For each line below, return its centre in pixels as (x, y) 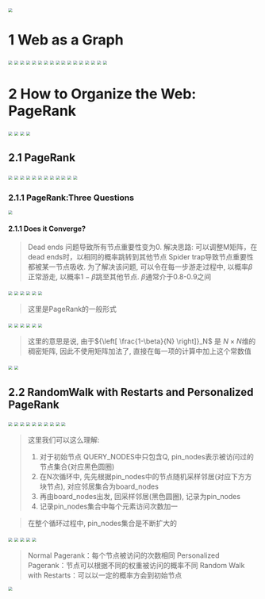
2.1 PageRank (42, 158)
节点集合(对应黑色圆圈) (77, 467)
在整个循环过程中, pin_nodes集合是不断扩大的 (102, 523)
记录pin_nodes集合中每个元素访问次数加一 (109, 506)
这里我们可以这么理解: (63, 440)
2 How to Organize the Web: (102, 94)
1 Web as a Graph (66, 40)
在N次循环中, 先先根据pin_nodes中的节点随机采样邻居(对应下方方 (146, 476)
